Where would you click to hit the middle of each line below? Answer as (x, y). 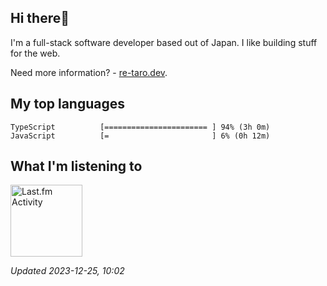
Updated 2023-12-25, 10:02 (67, 271)
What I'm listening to (76, 166)
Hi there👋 (40, 18)
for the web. (35, 53)
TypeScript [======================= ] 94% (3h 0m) (140, 127)
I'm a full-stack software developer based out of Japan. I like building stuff (164, 42)
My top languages (68, 104)
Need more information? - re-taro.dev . (89, 72)
